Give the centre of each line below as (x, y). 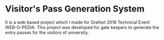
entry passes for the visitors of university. (47, 32)
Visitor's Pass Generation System (75, 9)
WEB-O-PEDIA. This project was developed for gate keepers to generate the (82, 27)
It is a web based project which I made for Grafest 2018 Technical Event (78, 22)
